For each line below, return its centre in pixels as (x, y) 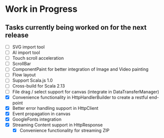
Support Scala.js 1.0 (32, 81)
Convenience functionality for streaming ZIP (64, 130)
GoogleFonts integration (37, 119)
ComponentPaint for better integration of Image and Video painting (80, 69)
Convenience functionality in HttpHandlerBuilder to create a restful (80, 97)
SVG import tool (28, 47)
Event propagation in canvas (41, 114)
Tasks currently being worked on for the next (76, 27)
